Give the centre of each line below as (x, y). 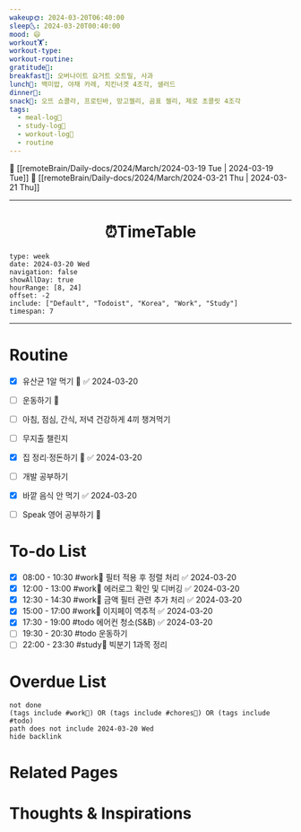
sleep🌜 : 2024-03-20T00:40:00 (65, 26)
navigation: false (43, 272)
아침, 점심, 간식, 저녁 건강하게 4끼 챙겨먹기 (96, 419)
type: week (30, 256)
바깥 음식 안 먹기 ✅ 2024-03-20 (79, 495)
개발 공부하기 (45, 476)
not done (26, 706)
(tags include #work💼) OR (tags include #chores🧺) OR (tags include (140, 714)
